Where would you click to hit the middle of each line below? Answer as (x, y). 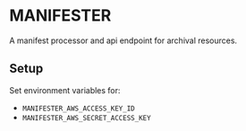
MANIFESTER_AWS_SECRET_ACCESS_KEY (86, 118)
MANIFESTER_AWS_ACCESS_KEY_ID (79, 109)
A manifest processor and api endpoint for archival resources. (123, 40)
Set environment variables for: (65, 90)
